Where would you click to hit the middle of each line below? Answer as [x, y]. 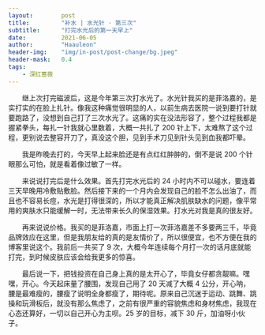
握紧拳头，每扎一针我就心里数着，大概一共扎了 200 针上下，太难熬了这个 [127, 127]
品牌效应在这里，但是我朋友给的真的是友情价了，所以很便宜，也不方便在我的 [132, 237]
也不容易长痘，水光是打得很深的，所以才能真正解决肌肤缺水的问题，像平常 [136, 200]
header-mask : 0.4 [40, 60]
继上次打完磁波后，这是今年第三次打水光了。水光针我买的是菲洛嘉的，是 [140, 98]
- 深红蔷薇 [38, 74]
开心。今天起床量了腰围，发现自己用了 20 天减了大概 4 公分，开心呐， [136, 283]
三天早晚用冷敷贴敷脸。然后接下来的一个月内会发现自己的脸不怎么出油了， [129, 190]
